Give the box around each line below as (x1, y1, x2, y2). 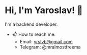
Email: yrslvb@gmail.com (19, 38, 73, 44)
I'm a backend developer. (5, 21, 58, 27)
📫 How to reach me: (12, 31, 56, 37)
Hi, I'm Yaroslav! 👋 (5, 5, 83, 16)
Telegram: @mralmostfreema (19, 44, 81, 50)
